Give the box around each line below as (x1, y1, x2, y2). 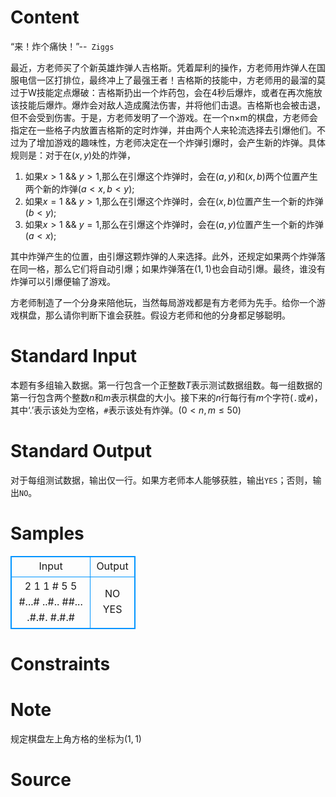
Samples (10, 522, 85, 545)
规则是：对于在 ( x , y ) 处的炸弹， (10, 149, 137, 161)
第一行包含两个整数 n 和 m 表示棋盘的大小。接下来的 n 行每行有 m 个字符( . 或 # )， (10, 391, 323, 403)
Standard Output (10, 440, 152, 463)
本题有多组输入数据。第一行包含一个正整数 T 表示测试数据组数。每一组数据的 (10, 379, 323, 391)
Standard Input (10, 345, 137, 368)
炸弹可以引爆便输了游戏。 (10, 275, 116, 287)
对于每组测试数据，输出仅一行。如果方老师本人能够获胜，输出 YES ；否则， (10, 474, 313, 486)
